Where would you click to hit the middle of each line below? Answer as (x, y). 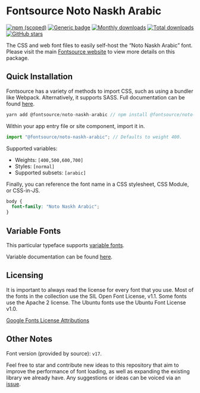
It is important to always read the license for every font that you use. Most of (100, 289)
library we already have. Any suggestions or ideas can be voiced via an (93, 378)
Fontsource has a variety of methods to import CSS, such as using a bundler (100, 91)
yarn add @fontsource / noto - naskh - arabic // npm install (77, 114)
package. (18, 58)
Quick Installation (40, 77)
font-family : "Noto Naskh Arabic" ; (56, 207)
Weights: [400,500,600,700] (49, 160)
